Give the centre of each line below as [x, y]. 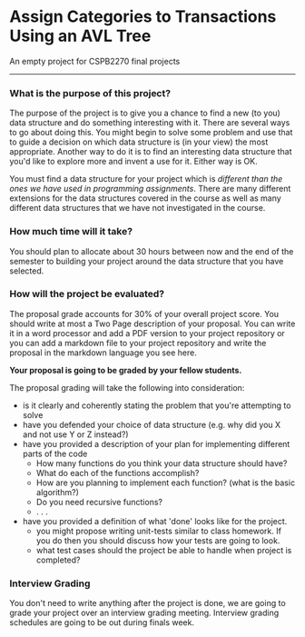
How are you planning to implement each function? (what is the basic [166, 483]
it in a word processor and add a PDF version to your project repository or [148, 333]
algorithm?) [58, 492]
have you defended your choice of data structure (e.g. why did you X [152, 424]
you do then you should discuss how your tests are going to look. [158, 540]
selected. [27, 271]
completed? [58, 560]
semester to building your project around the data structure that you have [147, 261]
